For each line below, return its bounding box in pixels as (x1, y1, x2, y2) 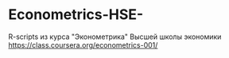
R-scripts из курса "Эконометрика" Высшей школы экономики (8, 32, 222, 41)
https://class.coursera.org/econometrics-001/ (8, 40, 158, 49)
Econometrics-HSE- (8, 6, 144, 24)
